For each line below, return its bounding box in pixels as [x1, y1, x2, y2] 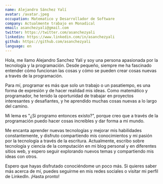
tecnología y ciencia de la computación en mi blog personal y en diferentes [5, 143, 157, 149]
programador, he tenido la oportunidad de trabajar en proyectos [5, 93, 134, 99]
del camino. [5, 103, 29, 109]
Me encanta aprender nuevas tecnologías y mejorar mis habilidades [5, 127, 142, 133]
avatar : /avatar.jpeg [5, 12, 49, 17]
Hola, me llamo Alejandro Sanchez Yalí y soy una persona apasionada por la [5, 57, 158, 63]
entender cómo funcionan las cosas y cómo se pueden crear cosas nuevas [5, 67, 157, 74]
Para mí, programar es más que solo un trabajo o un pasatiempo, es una [5, 82, 151, 88]
